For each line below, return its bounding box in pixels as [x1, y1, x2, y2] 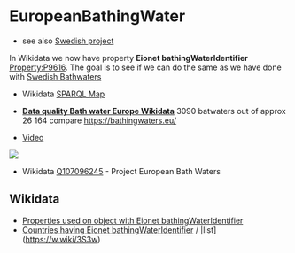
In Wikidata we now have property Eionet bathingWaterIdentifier [9, 52, 248, 63]
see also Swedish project [21, 35, 114, 46]
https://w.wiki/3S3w [25, 234, 98, 244]
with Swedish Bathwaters [9, 71, 102, 81]
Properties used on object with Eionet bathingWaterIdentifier [21, 215, 244, 226]
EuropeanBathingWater [9, 6, 186, 27]
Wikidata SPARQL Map [21, 88, 105, 99]
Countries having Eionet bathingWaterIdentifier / [21, 224, 199, 235]
